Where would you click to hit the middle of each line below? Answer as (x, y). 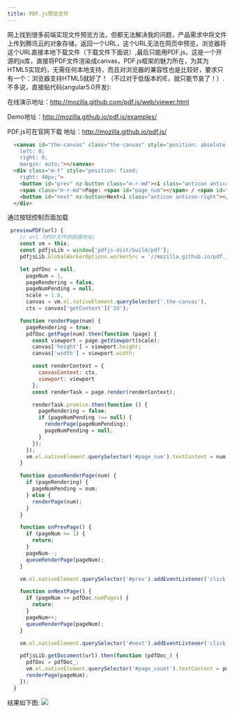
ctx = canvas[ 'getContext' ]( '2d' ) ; (77, 308)
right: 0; (34, 158)
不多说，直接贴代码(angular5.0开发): (59, 87)
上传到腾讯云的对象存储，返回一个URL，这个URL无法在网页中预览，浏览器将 (117, 43)
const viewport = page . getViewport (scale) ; (96, 340)
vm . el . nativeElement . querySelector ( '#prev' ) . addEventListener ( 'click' (124, 579)
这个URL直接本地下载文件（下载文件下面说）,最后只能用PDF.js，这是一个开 (115, 52)
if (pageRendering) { (57, 482)
